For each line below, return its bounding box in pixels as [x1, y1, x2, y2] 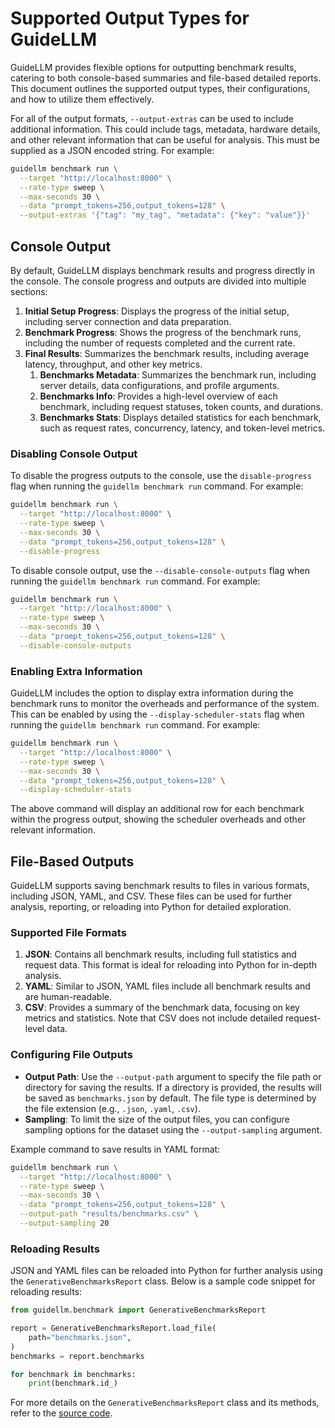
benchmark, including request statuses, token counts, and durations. [39, 401, 324, 412]
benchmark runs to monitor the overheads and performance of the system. [10, 698, 320, 710]
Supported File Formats [10, 926, 127, 940]
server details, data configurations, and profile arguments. [39, 380, 280, 391]
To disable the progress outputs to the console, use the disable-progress [10, 470, 312, 482]
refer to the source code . [10, 1407, 113, 1419]
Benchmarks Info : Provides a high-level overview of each [39, 390, 278, 402]
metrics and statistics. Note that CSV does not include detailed [24, 1012, 284, 1024]
